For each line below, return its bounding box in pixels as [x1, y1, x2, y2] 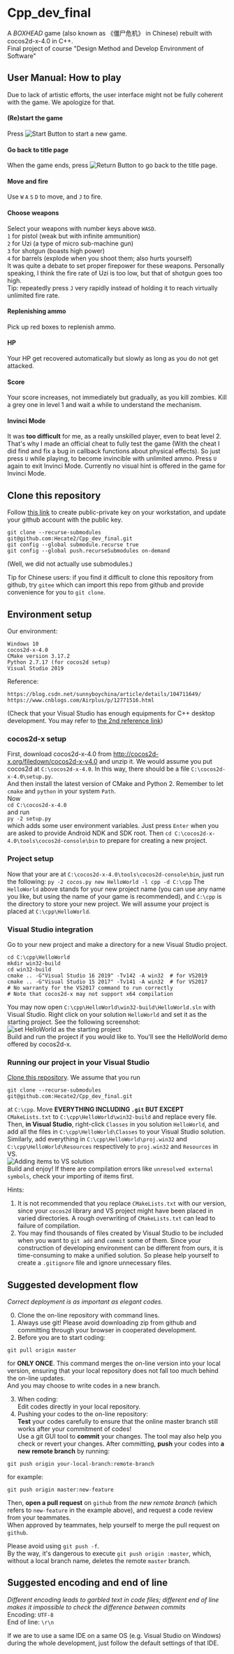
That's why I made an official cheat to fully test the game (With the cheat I [7, 439, 220, 448]
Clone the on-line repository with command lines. [17, 1311, 160, 1319]
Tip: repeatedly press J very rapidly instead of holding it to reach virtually [7, 283, 218, 292]
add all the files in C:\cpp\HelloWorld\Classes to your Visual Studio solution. [7, 1127, 226, 1136]
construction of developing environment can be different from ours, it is [17, 1243, 224, 1253]
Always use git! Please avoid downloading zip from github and [17, 1318, 197, 1327]
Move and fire [7, 177, 49, 185]
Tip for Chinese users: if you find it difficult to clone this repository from [7, 573, 214, 582]
